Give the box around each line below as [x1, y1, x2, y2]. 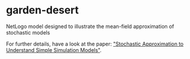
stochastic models [6, 29, 50, 36]
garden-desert [6, 4, 79, 17]
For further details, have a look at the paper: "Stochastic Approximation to [6, 40, 184, 47]
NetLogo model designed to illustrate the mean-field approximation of [6, 23, 174, 30]
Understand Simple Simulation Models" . [6, 46, 102, 53]
